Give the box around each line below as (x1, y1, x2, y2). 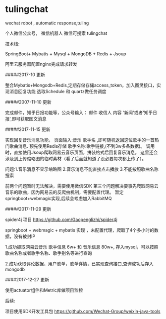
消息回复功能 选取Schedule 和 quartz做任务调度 (9, 88, 107, 94)
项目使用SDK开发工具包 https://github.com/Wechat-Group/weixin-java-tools (5, 308, 161, 314)
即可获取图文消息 (11, 115, 47, 121)
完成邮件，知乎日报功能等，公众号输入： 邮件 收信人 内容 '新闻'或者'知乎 (5, 109, 153, 115)
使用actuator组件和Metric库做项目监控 (5, 287, 83, 293)
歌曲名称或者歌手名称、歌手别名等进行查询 (5, 250, 92, 256)
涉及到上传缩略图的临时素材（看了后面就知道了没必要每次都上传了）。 (5, 155, 146, 161)
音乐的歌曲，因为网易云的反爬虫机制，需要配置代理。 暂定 (5, 189, 124, 195)
